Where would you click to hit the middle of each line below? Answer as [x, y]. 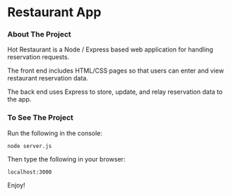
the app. [19, 99]
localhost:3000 [30, 172]
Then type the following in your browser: [66, 159]
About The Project [40, 35]
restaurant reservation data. [48, 78]
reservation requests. [38, 57]
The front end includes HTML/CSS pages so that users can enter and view [116, 71]
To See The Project [41, 118]
